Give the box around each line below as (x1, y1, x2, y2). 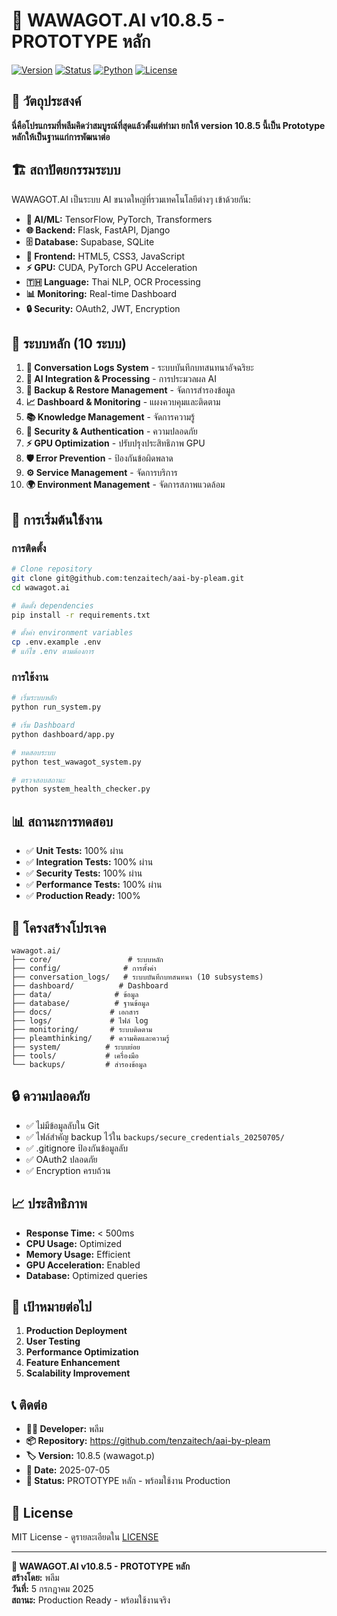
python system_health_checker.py (11, 784, 151, 794)
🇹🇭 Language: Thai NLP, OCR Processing (25, 275, 201, 288)
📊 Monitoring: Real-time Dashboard (25, 287, 177, 299)
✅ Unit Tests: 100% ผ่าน (25, 845, 124, 857)
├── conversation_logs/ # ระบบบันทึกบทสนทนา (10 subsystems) (11, 972, 264, 982)
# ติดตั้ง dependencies (11, 600, 94, 611)
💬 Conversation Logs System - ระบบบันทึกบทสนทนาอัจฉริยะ (25, 362, 254, 374)
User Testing (25, 1335, 81, 1348)
